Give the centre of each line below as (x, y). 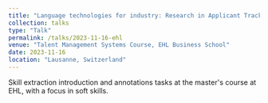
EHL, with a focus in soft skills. (59, 90)
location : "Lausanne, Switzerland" (67, 60)
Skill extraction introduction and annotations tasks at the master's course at (132, 82)
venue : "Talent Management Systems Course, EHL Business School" (119, 45)
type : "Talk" (30, 30)
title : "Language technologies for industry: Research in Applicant (124, 15)
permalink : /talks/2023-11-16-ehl (66, 38)
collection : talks (39, 23)
